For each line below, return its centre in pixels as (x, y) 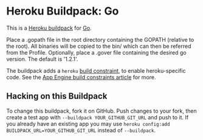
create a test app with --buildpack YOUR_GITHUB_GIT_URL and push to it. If (98, 117)
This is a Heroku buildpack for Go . (49, 28)
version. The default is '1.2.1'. (42, 59)
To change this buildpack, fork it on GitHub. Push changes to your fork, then (101, 111)
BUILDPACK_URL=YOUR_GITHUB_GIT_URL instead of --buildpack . (81, 130)
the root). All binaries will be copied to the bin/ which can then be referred (99, 46)
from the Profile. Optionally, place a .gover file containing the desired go (96, 52)
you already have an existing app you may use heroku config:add (88, 124)
